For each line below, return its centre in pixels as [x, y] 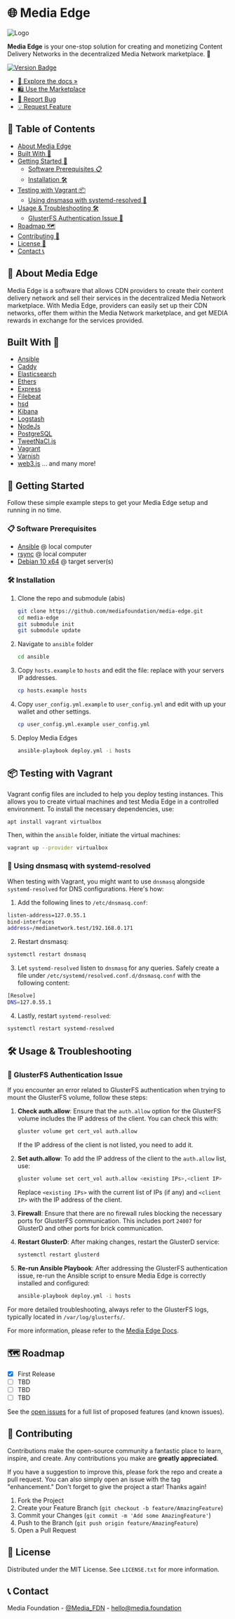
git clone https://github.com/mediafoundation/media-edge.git [110, 611]
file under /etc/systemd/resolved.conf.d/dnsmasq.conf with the [109, 976]
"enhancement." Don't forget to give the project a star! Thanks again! [107, 1486]
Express [29, 389]
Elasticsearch [37, 374]
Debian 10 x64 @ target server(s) [65, 562]
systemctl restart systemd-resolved [61, 1028]
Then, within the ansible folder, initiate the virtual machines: [94, 835]
